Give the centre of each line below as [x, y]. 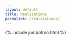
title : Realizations [26, 14]
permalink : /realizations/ [33, 19]
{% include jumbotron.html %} [36, 33]
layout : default [22, 10]
